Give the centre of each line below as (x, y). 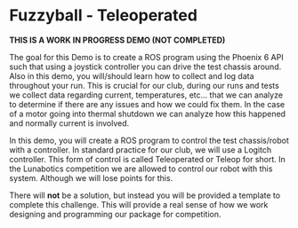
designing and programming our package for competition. (115, 214)
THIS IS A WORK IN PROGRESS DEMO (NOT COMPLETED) (117, 40)
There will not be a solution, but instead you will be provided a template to (145, 195)
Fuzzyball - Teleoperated (104, 16)
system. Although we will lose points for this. (91, 177)
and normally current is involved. (69, 123)
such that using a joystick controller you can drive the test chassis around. (145, 67)
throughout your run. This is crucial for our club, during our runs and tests (145, 85)
